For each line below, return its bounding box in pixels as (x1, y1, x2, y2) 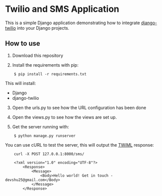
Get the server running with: (12, 123, 69, 129)
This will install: (5, 80, 36, 86)
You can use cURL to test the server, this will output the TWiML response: (5, 142, 154, 148)
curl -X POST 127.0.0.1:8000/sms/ (14, 152, 84, 157)
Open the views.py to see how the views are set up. (12, 114, 117, 120)
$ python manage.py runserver (14, 133, 76, 138)
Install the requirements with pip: (12, 62, 79, 68)
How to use (5, 39, 40, 48)
